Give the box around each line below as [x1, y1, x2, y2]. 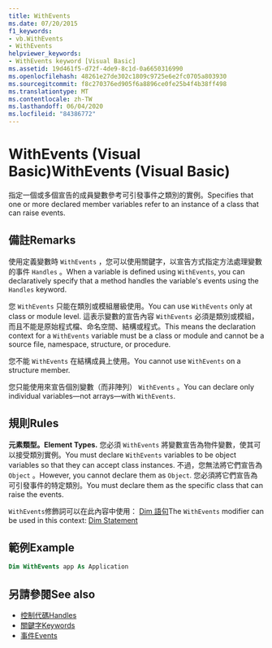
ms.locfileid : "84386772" [8, 110, 96, 119]
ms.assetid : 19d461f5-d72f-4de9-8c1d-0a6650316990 [8, 65, 183, 73]
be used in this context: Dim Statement [8, 515, 138, 525]
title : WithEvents [8, 11, 71, 20]
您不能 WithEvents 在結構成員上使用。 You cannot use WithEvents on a [8, 356, 241, 365]
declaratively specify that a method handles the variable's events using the [8, 275, 259, 285]
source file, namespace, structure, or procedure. [8, 339, 171, 349]
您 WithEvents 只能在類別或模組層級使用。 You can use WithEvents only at [8, 301, 253, 311]
